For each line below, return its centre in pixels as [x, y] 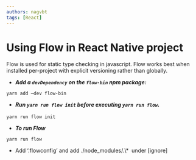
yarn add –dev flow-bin [37, 94]
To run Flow [30, 128]
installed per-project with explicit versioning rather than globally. [87, 71]
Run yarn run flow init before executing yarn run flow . [87, 105]
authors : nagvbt [27, 12]
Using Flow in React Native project [95, 48]
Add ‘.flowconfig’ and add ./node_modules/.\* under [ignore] [91, 151]
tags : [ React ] [24, 18]
